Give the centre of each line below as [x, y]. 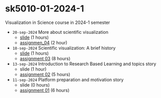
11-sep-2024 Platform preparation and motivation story [68, 80]
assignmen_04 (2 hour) [43, 42]
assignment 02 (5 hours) [45, 74]
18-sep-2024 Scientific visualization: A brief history [64, 48]
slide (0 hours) [35, 85]
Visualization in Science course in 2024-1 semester [58, 22]
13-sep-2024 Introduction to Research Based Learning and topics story [84, 64]
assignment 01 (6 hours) [44, 90]
